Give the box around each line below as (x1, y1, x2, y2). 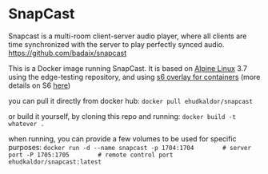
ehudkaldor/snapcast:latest (8, 157, 102, 166)
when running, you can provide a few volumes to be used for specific (8, 133, 238, 144)
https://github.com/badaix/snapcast (8, 48, 127, 57)
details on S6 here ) (8, 81, 71, 90)
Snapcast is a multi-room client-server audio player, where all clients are (8, 31, 247, 41)
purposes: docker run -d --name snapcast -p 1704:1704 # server (8, 142, 252, 152)
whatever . (8, 120, 45, 128)
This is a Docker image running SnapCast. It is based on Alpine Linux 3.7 (8, 63, 248, 73)
